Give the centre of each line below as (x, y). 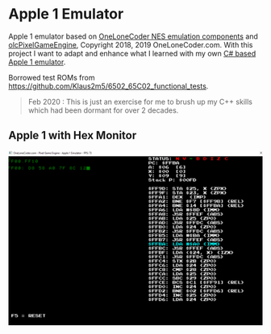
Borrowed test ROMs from (52, 77)
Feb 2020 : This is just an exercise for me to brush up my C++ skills (140, 101)
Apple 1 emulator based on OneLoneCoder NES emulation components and (133, 36)
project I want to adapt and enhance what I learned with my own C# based (132, 53)
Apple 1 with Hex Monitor (73, 136)
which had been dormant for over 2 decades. (103, 110)
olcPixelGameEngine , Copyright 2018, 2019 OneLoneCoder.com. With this (131, 44)
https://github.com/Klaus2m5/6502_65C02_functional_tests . (108, 86)
